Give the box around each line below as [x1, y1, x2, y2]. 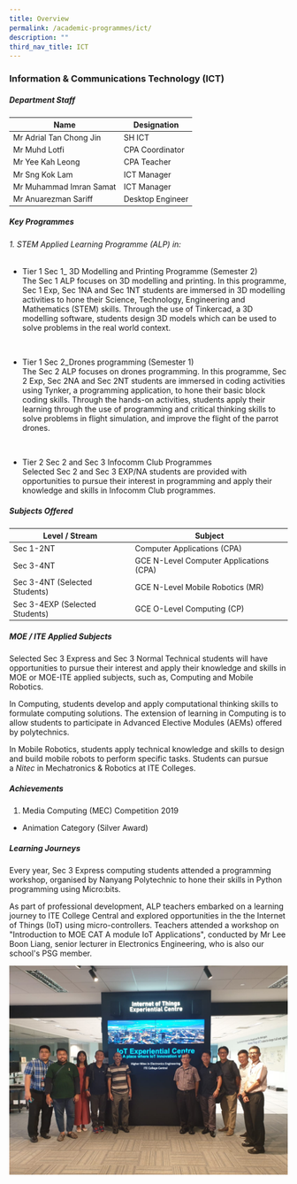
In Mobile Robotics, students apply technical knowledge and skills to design [9, 744, 285, 755]
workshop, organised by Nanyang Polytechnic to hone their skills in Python [9, 874, 283, 885]
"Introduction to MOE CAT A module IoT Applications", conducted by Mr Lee [9, 929, 286, 940]
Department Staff [9, 94, 76, 105]
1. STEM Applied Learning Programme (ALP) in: [9, 239, 181, 250]
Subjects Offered [9, 505, 73, 516]
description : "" [9, 33, 69, 42]
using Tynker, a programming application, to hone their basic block [21, 385, 266, 396]
